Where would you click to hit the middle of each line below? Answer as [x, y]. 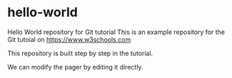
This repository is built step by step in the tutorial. [80, 53]
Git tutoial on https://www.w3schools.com [69, 39]
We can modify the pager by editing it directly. [75, 67]
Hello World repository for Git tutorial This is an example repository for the [116, 32]
